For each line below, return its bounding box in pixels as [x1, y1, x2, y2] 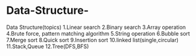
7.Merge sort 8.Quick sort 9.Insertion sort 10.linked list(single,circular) [6, 36, 179, 43]
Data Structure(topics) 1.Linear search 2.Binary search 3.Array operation [6, 23, 186, 31]
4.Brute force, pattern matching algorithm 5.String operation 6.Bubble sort [6, 30, 190, 37]
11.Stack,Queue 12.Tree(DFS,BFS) [6, 43, 89, 50]
